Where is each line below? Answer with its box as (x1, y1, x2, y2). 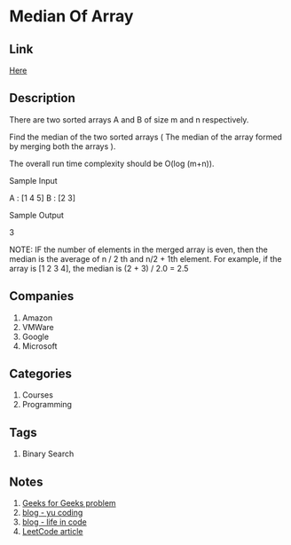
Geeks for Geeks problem (21, 498, 117, 509)
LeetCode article (21, 526, 83, 537)
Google (21, 331, 50, 342)
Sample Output (9, 209, 65, 220)
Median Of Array (9, 6, 134, 27)
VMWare (21, 321, 55, 332)
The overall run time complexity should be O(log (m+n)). (9, 158, 215, 169)
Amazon (21, 312, 53, 323)
